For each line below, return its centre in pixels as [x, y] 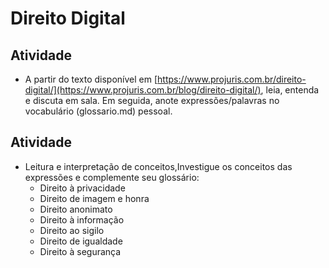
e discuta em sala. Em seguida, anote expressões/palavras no [152, 100]
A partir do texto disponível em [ [91, 79]
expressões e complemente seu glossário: [112, 177]
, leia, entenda [290, 90]
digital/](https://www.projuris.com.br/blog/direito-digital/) [143, 90]
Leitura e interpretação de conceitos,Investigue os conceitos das [158, 166]
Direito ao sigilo [72, 230]
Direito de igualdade [81, 241]
